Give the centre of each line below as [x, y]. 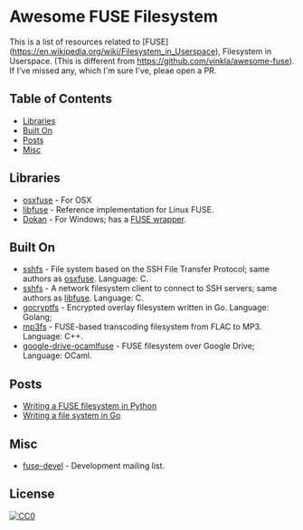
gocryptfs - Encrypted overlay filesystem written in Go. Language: [146, 308]
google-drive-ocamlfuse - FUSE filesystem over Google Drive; [138, 346]
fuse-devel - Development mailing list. [94, 466]
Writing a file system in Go [71, 416]
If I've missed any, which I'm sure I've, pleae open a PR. [113, 71]
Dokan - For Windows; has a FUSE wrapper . [104, 219]
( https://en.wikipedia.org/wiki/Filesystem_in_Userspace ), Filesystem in [141, 51]
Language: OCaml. [57, 355]
